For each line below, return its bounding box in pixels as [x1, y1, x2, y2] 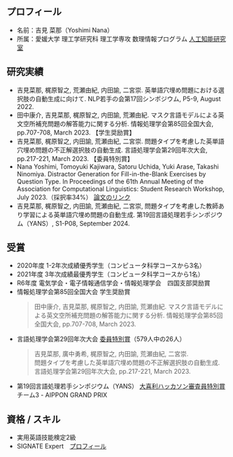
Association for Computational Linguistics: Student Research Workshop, [16, 184, 225, 193]
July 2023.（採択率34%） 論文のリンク [16, 192, 131, 201]
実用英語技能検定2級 [16, 433, 76, 442]
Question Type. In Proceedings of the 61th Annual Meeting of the [16, 177, 204, 185]
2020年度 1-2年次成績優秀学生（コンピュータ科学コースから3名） [16, 261, 206, 270]
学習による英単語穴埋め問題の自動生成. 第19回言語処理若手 [22, 210, 192, 218]
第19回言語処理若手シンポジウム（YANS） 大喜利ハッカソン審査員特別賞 [16, 382, 225, 391]
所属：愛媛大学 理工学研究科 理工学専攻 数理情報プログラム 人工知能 [16, 34, 214, 43]
